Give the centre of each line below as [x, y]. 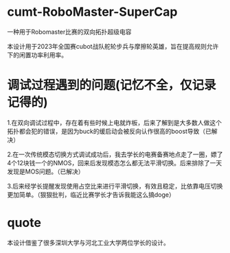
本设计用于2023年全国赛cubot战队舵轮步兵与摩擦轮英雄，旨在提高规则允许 [113, 46]
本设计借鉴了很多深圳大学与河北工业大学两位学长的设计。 [88, 242]
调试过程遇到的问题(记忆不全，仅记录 [112, 85]
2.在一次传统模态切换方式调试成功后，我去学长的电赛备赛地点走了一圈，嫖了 [115, 154]
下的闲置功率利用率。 [37, 55]
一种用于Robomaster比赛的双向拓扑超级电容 [69, 32]
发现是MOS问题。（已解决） [46, 171]
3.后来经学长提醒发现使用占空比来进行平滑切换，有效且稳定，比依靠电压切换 [115, 186]
